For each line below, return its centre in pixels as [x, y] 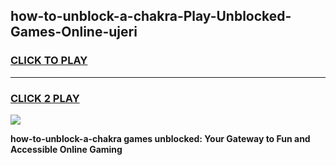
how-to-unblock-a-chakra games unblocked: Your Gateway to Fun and [160, 138]
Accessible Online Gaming [66, 149]
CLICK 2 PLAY [45, 98]
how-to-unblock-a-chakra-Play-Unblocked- [151, 16]
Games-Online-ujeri [74, 32]
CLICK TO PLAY [49, 61]
